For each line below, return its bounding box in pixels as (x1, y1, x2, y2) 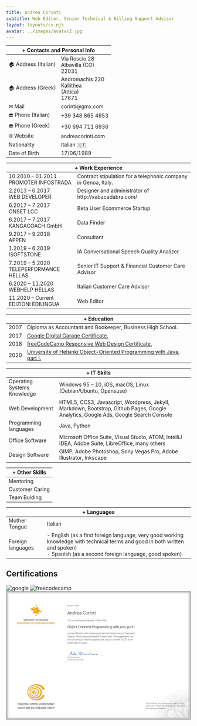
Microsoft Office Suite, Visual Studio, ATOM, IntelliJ (59, 434, 182, 440)
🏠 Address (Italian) (8, 61, 56, 68)
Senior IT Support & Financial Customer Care (77, 262, 186, 269)
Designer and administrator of (77, 187, 150, 194)
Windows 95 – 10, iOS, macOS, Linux (59, 381, 150, 388)
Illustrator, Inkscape (59, 454, 107, 461)
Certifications (6, 569, 58, 579)
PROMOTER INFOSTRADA (8, 179, 72, 186)
